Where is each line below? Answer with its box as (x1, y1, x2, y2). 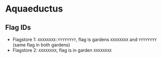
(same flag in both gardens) (12, 42, 70, 48)
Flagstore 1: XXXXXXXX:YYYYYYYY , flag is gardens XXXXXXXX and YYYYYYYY (12, 36, 157, 42)
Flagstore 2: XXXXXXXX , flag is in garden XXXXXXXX (12, 47, 112, 53)
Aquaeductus (5, 3, 63, 15)
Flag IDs (5, 23, 31, 32)
